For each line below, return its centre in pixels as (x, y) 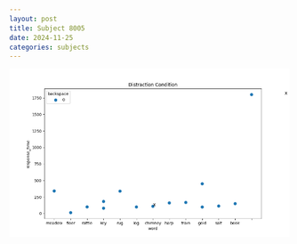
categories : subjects (49, 47)
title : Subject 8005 (48, 28)
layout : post (33, 19)
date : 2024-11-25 (41, 37)
